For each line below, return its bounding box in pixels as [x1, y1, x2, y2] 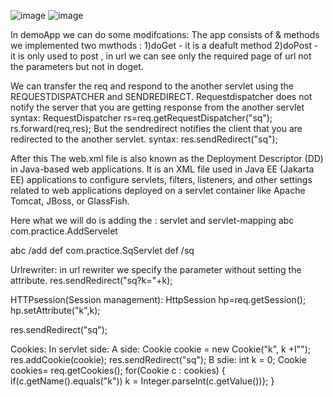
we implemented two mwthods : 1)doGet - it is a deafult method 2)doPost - [10, 40, 319, 51]
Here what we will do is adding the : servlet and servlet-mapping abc [10, 215, 295, 226]
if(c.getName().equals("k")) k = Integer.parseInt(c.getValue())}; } [10, 375, 275, 387]
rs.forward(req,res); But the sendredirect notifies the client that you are [10, 123, 303, 134]
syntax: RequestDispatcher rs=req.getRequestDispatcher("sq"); [10, 112, 273, 124]
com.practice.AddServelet [10, 225, 118, 237]
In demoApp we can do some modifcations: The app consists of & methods [10, 29, 320, 40]
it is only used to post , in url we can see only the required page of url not [10, 50, 312, 62]
